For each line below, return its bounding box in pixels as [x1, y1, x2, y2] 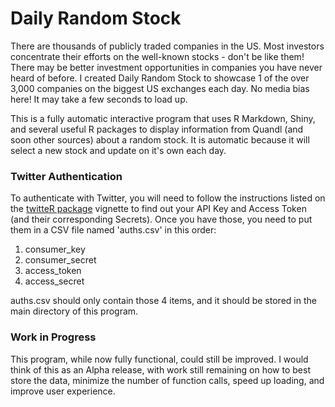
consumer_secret [24, 254, 97, 266]
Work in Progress [10, 330, 97, 344]
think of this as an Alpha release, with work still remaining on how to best [10, 363, 311, 376]
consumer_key [24, 243, 86, 256]
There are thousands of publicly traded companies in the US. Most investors [10, 40, 325, 52]
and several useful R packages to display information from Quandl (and [10, 123, 304, 135]
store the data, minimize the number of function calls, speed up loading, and [10, 374, 325, 386]
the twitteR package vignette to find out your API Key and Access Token [10, 203, 307, 215]
